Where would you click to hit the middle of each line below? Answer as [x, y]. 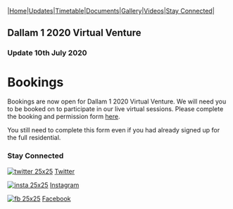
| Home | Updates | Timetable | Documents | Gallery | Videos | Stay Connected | [111, 11]
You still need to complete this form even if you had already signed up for [114, 130]
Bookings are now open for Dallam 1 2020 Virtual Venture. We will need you [117, 101]
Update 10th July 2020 [47, 53]
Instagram [64, 185]
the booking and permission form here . [64, 117]
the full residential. [34, 138]
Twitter [65, 171]
